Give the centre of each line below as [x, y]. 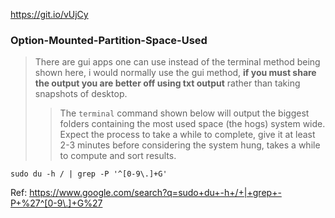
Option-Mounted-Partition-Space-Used [109, 40]
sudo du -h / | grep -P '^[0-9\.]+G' [89, 174]
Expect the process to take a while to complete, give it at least [187, 135]
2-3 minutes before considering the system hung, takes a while [190, 145]
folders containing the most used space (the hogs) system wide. [192, 124]
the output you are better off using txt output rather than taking [167, 83]
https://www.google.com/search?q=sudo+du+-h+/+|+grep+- [155, 193]
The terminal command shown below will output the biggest [184, 113]
